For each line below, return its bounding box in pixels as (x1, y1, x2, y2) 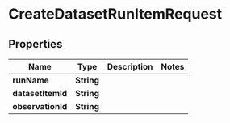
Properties (8, 37, 63, 51)
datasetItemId (12, 88, 68, 99)
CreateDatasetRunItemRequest (8, 5, 223, 23)
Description (107, 61, 153, 72)
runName (12, 74, 50, 86)
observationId (12, 101, 68, 112)
